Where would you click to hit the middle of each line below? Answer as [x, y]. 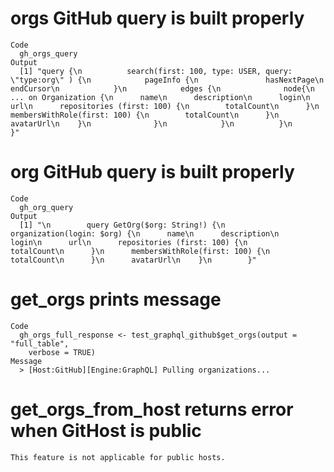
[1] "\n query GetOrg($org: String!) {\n [122, 225]
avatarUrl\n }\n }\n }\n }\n [151, 123]
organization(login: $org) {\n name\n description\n [145, 233]
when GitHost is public [106, 431]
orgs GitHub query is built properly [157, 18]
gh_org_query [46, 207]
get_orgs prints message [116, 299]
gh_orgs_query [48, 53]
